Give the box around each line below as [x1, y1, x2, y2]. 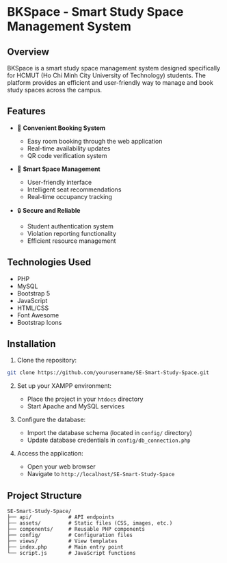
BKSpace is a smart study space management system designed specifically [7, 64, 221, 72]
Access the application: [16, 449, 83, 458]
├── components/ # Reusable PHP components [7, 526, 146, 533]
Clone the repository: [16, 356, 77, 365]
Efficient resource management [27, 237, 116, 245]
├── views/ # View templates [7, 538, 118, 545]
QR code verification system [27, 151, 107, 159]
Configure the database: [16, 415, 86, 424]
